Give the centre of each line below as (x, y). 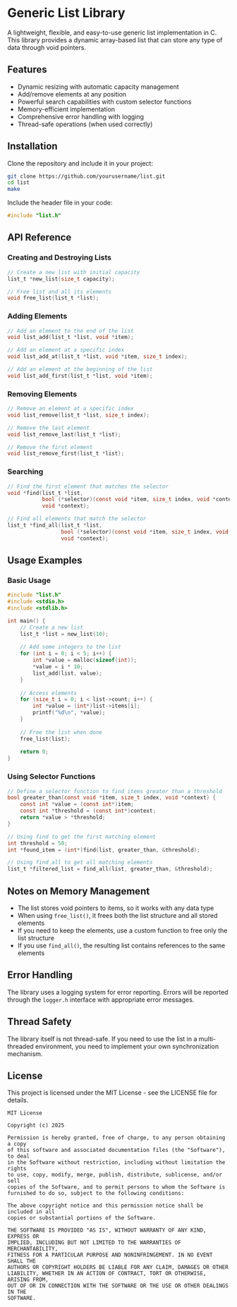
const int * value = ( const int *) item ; (77, 804)
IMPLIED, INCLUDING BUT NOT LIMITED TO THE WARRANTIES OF (94, 1243)
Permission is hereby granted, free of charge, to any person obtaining (116, 1138)
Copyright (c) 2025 (36, 1126)
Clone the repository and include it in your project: (80, 163)
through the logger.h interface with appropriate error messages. (101, 1000)
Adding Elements (37, 317)
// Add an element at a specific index (66, 350)
